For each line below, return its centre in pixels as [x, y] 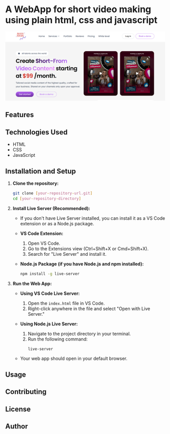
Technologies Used [36, 132]
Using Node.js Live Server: [49, 324]
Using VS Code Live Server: [50, 293]
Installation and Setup [41, 171]
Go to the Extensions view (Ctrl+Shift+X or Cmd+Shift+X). [88, 248]
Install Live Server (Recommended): [51, 208]
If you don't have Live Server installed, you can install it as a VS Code [93, 218]
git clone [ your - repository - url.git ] [53, 193]
